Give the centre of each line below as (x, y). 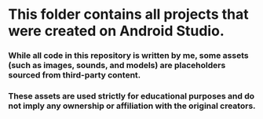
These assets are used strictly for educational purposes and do (131, 96)
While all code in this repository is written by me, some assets (128, 56)
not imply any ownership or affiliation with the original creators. (132, 106)
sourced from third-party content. (75, 75)
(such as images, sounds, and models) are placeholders (117, 66)
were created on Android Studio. (117, 31)
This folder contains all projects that (128, 14)
